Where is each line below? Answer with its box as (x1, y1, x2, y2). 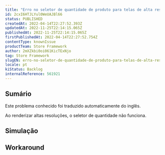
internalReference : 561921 (5, 72, 60, 77)
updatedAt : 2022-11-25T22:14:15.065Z (5, 26, 82, 31)
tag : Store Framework (5, 53, 50, 58)
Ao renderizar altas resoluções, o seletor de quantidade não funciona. (5, 112, 147, 118)
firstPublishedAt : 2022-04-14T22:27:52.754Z (5, 35, 98, 40)
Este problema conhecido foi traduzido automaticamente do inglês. (5, 103, 141, 109)
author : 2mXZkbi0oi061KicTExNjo (5, 48, 71, 53)
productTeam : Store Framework (5, 44, 67, 49)
